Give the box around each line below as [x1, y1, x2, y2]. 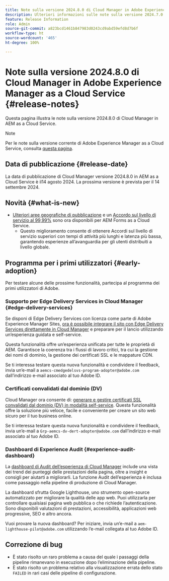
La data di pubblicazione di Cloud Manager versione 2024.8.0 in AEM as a [5, 173, 159, 179]
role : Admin [5, 21, 30, 27]
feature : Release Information [5, 17, 69, 22]
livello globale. [20, 244, 50, 250]
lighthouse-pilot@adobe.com [5, 527, 64, 532]
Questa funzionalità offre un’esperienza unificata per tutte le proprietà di [5, 341, 155, 348]
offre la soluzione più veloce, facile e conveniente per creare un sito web [5, 407, 156, 413]
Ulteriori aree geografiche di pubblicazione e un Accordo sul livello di [12, 212, 156, 218]
